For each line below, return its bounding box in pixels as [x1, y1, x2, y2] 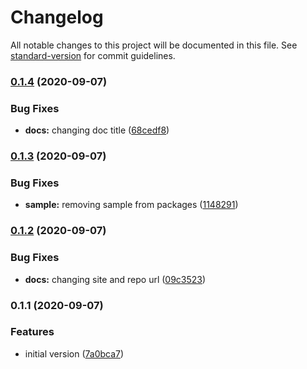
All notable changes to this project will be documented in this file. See [10, 39, 298, 51]
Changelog [10, 6, 104, 29]
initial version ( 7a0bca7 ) [24, 347, 125, 360]
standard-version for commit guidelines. [10, 49, 176, 61]
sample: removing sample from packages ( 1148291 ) [24, 199, 239, 211]
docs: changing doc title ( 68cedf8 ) [24, 124, 170, 136]
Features [10, 325, 55, 339]
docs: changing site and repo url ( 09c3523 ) [24, 273, 207, 285]
